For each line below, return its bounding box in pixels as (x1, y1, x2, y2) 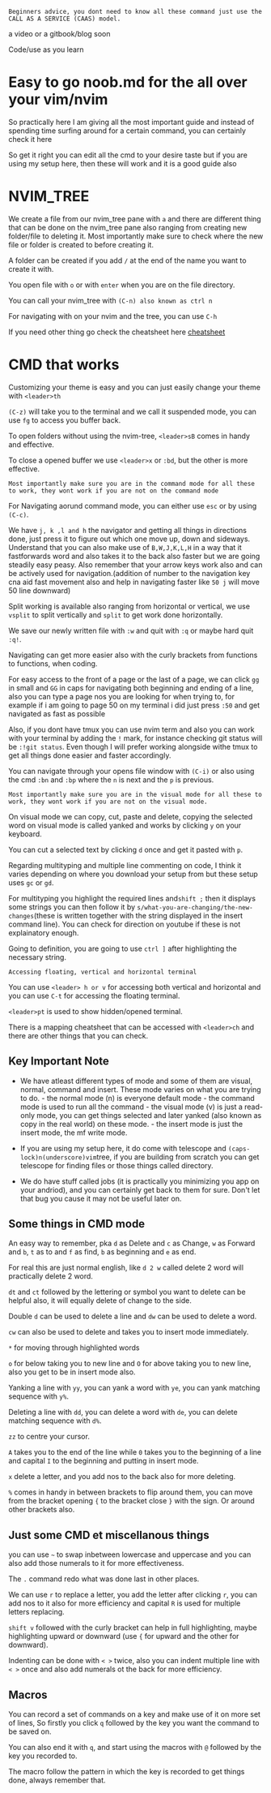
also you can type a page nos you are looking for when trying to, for (8, 691, 235, 701)
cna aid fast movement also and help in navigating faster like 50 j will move (8, 577, 260, 587)
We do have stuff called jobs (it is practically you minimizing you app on (19, 1176, 260, 1186)
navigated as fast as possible (8, 708, 106, 718)
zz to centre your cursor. (8, 1432, 91, 1442)
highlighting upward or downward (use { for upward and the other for (8, 1632, 239, 1641)
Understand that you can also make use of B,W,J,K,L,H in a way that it (8, 542, 243, 552)
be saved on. (8, 1726, 52, 1736)
